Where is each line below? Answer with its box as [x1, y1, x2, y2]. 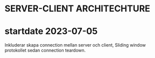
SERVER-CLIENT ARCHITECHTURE [4, 3, 151, 14]
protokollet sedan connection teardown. [4, 48, 86, 54]
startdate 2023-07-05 [4, 26, 98, 37]
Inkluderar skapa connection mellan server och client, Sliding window [4, 42, 146, 48]
